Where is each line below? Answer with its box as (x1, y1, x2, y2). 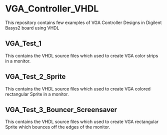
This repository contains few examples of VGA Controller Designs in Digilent (5, 19, 162, 25)
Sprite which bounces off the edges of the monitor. (5, 124, 110, 130)
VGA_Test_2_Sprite (5, 72, 66, 81)
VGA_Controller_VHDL (5, 3, 99, 14)
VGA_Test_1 (5, 39, 41, 48)
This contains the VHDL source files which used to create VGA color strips (5, 52, 158, 58)
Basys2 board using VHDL (5, 24, 59, 30)
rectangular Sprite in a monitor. (5, 91, 69, 97)
